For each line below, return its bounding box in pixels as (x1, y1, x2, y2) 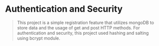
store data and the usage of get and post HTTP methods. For (17, 24, 140, 30)
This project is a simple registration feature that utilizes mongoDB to (17, 20, 154, 25)
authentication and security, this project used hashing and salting (17, 30, 149, 36)
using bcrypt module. (17, 35, 60, 41)
